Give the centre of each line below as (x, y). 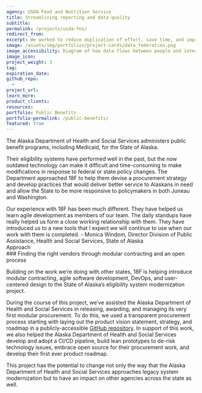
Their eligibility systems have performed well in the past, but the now (92, 159)
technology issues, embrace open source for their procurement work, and (98, 347)
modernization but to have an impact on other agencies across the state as (99, 378)
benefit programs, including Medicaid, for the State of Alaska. (83, 147)
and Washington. (27, 197)
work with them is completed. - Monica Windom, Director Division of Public (99, 235)
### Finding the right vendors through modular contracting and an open (96, 254)
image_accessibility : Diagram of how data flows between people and (94, 51)
